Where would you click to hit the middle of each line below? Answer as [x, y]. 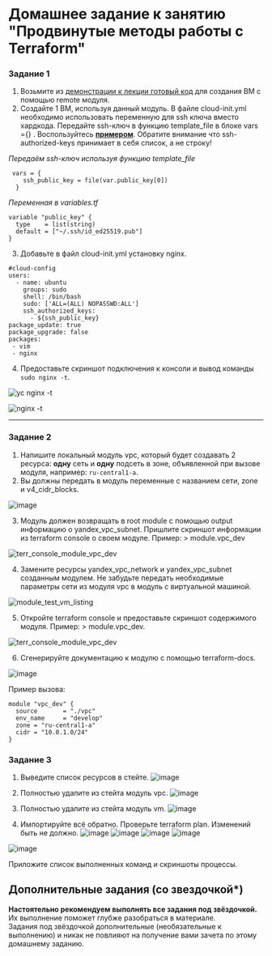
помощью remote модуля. [65, 100]
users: [19, 276]
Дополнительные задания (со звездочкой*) [126, 890]
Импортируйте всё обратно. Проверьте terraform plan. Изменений [135, 824]
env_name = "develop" [59, 718]
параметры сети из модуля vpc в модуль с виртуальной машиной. [136, 586]
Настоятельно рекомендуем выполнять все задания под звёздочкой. [133, 909]
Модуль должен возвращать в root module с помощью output [126, 520]
